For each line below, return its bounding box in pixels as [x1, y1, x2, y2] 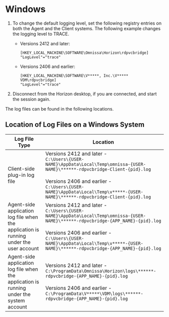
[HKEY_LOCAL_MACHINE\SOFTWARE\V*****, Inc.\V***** [20, 73, 129, 78]
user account [8, 245, 39, 252]
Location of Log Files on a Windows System [5, 121, 145, 129]
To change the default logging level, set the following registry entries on [12, 20, 162, 26]
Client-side [8, 165, 35, 172]
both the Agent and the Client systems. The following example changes [12, 25, 161, 31]
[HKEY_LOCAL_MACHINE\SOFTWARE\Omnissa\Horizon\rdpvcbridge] [20, 50, 149, 55]
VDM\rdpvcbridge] [20, 77, 57, 82]
